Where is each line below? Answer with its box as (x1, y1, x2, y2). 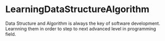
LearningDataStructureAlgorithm (5, 4, 150, 15)
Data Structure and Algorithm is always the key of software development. (5, 20, 160, 26)
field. (5, 31, 16, 37)
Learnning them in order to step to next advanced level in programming (5, 25, 156, 31)
